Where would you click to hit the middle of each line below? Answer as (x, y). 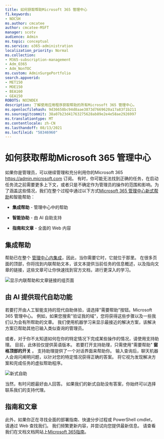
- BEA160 (14, 91)
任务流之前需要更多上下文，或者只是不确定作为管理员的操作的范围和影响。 (80, 185)
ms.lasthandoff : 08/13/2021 (34, 128)
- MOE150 (14, 87)
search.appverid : (23, 78)
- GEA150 (14, 96)
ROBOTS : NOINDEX (21, 101)
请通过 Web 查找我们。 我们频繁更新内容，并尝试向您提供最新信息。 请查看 (81, 425)
